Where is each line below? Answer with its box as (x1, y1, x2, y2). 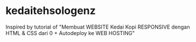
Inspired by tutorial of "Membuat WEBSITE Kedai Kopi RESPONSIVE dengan (5, 23, 190, 30)
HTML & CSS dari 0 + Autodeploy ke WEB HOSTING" (5, 29, 135, 36)
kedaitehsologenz (5, 4, 96, 17)
